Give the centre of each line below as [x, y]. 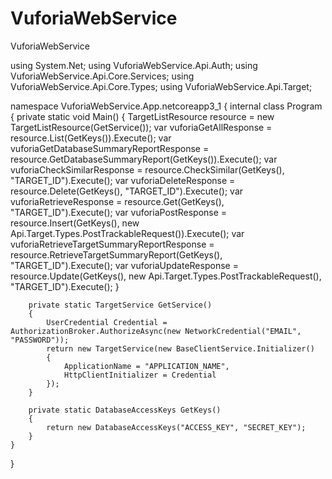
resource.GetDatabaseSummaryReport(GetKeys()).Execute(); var [144, 159]
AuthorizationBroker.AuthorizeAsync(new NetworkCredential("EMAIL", [156, 331]
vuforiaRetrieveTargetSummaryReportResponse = [112, 244]
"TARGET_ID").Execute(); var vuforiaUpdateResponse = [124, 265]
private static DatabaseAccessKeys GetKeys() [125, 410]
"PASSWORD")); [40, 340]
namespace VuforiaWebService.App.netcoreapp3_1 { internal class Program [166, 106]
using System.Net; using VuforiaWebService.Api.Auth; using [134, 65]
